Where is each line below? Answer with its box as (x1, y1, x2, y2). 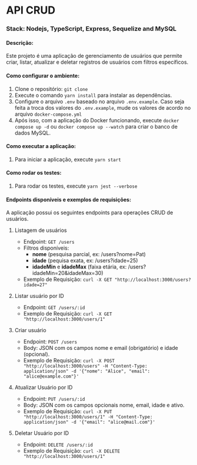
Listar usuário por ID (14, 293, 65, 300)
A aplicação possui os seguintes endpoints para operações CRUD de (6, 209, 173, 216)
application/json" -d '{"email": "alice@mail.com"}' (23, 420, 156, 425)
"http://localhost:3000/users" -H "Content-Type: (23, 364, 148, 369)
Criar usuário (14, 327, 46, 334)
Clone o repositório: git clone (14, 85, 88, 92)
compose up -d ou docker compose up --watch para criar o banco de (14, 123, 178, 130)
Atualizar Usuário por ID (14, 384, 73, 391)
